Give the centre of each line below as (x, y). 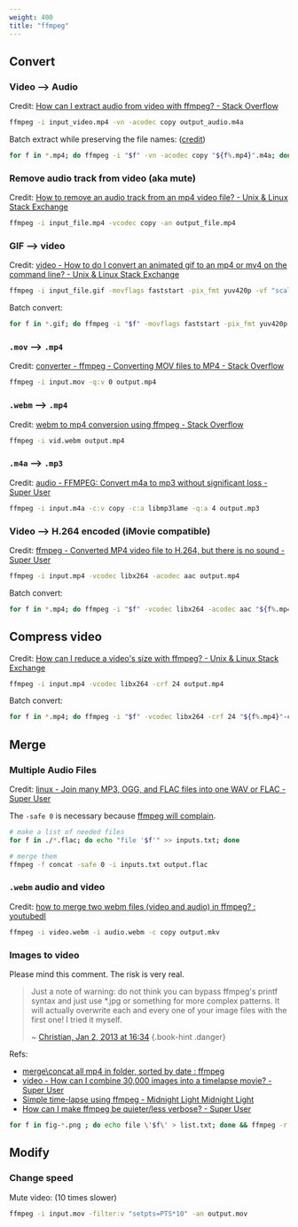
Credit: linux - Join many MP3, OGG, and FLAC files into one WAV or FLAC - (148, 789)
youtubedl (27, 916)
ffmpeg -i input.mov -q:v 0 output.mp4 (83, 382)
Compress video (55, 637)
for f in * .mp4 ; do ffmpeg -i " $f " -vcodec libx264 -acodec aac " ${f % (142, 609)
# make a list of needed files (67, 832)
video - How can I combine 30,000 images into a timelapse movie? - (147, 1080)
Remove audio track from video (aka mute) (103, 178)
